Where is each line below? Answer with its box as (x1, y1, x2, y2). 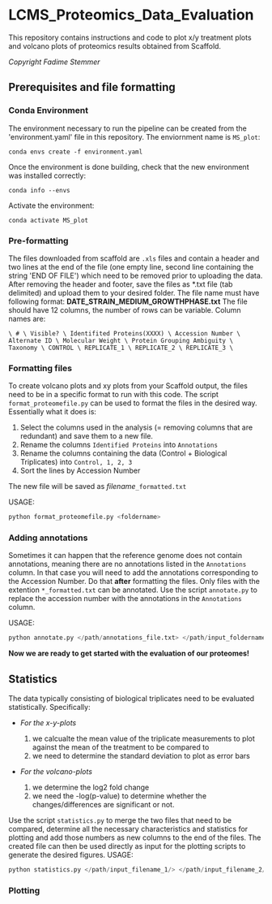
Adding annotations (8, 532, 88, 543)
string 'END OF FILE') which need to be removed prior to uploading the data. (8, 270, 263, 280)
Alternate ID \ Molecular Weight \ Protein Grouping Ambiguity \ (8, 336, 233, 344)
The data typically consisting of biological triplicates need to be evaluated (8, 694, 255, 703)
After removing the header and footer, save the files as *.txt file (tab (8, 279, 233, 289)
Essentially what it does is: (8, 407, 97, 417)
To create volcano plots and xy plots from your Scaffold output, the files (8, 381, 249, 391)
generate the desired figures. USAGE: (8, 850, 134, 860)
